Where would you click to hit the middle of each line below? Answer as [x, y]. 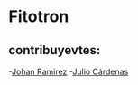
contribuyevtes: [55, 50]
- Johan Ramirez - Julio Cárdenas [69, 71]
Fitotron [39, 17]
